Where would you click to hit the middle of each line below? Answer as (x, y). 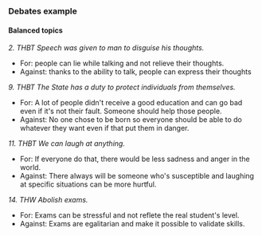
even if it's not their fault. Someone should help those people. (121, 111)
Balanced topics (36, 30)
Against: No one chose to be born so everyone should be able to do (131, 120)
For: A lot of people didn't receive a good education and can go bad (131, 103)
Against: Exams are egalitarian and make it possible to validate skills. (132, 224)
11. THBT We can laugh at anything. (67, 144)
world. (30, 167)
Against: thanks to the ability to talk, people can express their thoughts (136, 72)
